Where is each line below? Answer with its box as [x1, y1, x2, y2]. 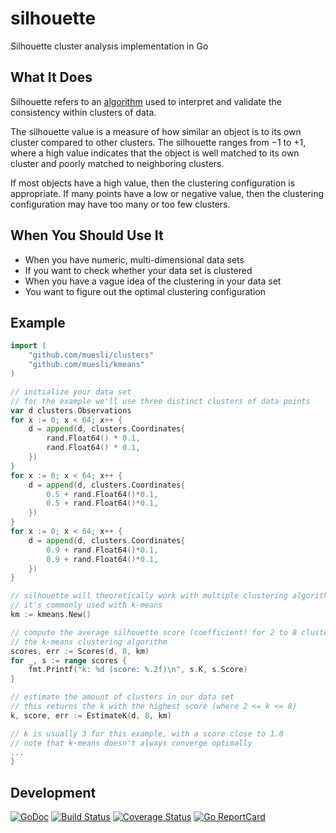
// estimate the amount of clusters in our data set [10, 692, 235, 702]
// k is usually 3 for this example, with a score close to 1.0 [10, 728, 284, 739]
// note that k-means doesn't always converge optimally [10, 738, 253, 748]
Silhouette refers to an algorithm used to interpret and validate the [10, 95, 282, 107]
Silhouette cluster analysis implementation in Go [10, 40, 209, 52]
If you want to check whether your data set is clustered [24, 264, 253, 276]
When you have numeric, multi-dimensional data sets [24, 253, 245, 266]
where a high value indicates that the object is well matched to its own [10, 147, 300, 159]
